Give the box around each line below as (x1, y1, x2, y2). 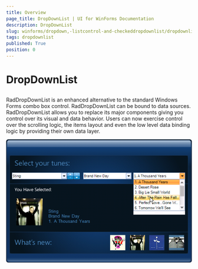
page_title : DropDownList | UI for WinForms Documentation (6, 15, 154, 22)
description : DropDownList (6, 22, 72, 28)
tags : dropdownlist (6, 34, 54, 41)
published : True (6, 41, 46, 47)
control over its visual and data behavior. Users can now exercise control (6, 115, 183, 122)
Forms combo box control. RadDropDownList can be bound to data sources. (6, 103, 191, 110)
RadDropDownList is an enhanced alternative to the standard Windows (6, 96, 178, 103)
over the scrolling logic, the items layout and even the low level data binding (6, 122, 190, 129)
